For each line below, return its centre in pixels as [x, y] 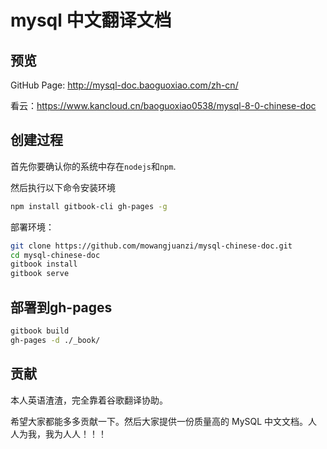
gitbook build [40, 331]
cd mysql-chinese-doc [55, 255]
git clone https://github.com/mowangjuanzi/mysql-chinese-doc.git [151, 246]
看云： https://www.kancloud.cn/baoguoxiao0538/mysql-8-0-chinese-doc [163, 105]
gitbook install [44, 264]
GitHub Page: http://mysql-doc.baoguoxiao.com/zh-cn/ [124, 85]
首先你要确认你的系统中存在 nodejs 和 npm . [93, 166]
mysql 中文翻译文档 [91, 20]
